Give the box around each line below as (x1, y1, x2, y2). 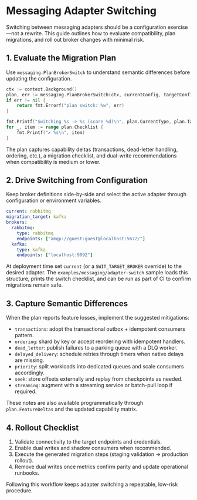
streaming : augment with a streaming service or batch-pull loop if (14, 382, 173, 389)
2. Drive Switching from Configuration (6, 175, 148, 186)
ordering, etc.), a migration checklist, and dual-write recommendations (6, 152, 177, 159)
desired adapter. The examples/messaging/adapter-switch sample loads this (6, 269, 188, 276)
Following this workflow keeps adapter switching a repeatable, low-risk (6, 481, 178, 488)
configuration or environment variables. (6, 197, 101, 204)
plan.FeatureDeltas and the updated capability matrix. (6, 405, 138, 412)
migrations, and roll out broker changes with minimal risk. (6, 36, 145, 43)
